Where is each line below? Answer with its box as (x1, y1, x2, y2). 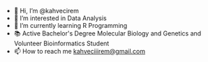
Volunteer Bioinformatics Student (13, 39, 110, 47)
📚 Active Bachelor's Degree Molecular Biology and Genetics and (13, 29, 202, 38)
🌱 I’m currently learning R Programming (13, 22, 128, 29)
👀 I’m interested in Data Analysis (13, 14, 107, 22)
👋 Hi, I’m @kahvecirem (13, 7, 79, 15)
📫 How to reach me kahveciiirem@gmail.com (13, 47, 146, 55)
